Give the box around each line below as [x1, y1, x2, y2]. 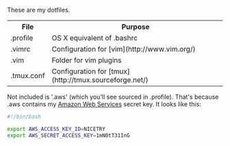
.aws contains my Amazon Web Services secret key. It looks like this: [7, 100, 202, 108]
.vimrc [10, 45, 31, 53]
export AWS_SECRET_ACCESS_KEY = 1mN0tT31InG [7, 132, 130, 139]
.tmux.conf [10, 71, 46, 80]
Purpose [121, 22, 150, 32]
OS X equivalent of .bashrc [51, 34, 138, 42]
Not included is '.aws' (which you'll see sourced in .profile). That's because [7, 93, 219, 101]
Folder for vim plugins [51, 56, 122, 64]
